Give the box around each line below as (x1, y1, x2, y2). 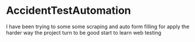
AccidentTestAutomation (6, 4, 131, 17)
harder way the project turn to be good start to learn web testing (6, 29, 162, 36)
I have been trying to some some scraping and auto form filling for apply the (6, 23, 190, 30)
